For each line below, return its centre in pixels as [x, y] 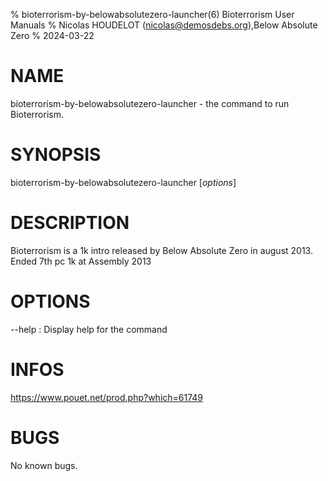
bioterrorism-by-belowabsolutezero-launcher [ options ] [123, 182]
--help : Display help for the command [89, 329]
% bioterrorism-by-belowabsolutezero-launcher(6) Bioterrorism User [152, 14]
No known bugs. [44, 465]
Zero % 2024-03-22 [52, 35]
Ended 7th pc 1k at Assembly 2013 [81, 261]
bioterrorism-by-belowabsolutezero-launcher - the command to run [150, 103]
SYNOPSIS [56, 155]
